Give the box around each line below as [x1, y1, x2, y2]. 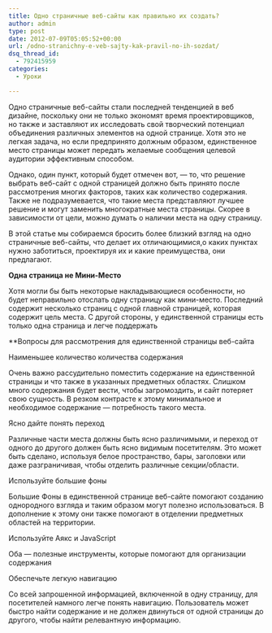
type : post [8, 27, 45, 35]
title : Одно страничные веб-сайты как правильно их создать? [8, 11, 220, 20]
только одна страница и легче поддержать [8, 321, 158, 330]
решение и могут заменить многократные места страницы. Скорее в [8, 204, 250, 214]
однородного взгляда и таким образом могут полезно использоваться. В [8, 500, 265, 509]
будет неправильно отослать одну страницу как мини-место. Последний [8, 295, 264, 304]
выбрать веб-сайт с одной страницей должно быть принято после [8, 178, 240, 188]
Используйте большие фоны [8, 475, 107, 485]
